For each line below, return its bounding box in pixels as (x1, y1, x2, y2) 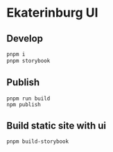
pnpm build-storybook (6, 138, 69, 145)
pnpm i (6, 51, 26, 58)
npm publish (6, 101, 41, 108)
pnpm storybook (6, 57, 51, 64)
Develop (6, 33, 43, 44)
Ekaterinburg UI (6, 5, 98, 21)
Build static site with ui (6, 119, 107, 131)
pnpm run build (6, 95, 51, 102)
